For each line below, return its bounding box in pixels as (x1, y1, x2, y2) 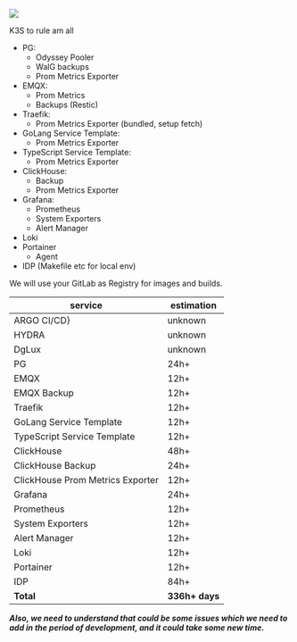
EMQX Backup (13, 387, 74, 399)
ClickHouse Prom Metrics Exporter (13, 474, 159, 486)
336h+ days (167, 590, 220, 602)
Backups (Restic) (35, 99, 99, 110)
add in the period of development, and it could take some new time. (9, 622, 265, 633)
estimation (170, 299, 217, 312)
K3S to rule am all (9, 25, 74, 36)
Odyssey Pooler (35, 52, 95, 63)
